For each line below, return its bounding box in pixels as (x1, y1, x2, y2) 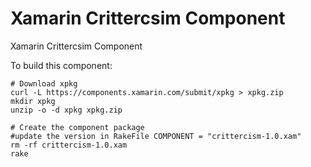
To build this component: (10, 59, 113, 71)
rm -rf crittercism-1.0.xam (10, 140, 128, 150)
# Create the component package (10, 122, 145, 132)
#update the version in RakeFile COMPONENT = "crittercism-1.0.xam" (10, 131, 302, 141)
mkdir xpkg (10, 96, 56, 106)
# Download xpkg (10, 78, 78, 89)
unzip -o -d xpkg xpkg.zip (10, 105, 123, 115)
